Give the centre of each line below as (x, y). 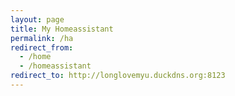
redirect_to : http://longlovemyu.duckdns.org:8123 (118, 76)
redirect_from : (42, 47)
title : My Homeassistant (62, 29)
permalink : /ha (42, 38)
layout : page (37, 19)
